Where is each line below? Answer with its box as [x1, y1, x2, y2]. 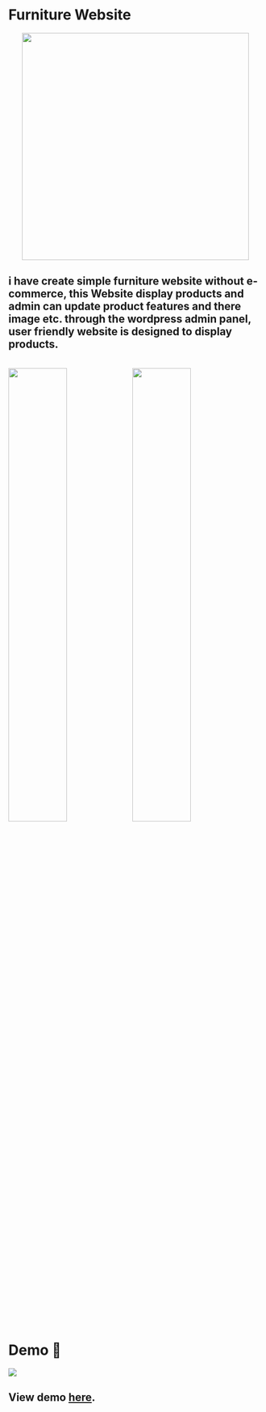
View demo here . [8, 1391, 96, 1405]
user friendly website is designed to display [8, 325, 232, 338]
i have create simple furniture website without [8, 275, 244, 288]
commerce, [8, 287, 67, 300]
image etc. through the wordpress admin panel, [8, 313, 251, 326]
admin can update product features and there [8, 300, 242, 313]
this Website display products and [69, 287, 244, 300]
